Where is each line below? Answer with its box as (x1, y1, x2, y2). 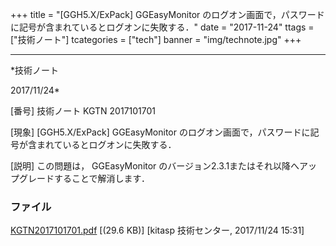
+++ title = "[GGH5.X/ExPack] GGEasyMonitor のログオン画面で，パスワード (10, 9, 325, 20)
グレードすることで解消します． (18, 173, 151, 184)
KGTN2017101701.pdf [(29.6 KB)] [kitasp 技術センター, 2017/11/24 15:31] (10, 224, 305, 237)
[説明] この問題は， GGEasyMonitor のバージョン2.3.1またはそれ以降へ (10, 160, 300, 172)
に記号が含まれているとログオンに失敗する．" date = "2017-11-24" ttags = (10, 21, 315, 33)
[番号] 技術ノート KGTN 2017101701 (10, 105, 157, 117)
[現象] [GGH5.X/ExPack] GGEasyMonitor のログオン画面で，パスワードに (10, 126, 311, 138)
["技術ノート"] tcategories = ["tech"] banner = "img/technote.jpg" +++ (10, 34, 302, 45)
